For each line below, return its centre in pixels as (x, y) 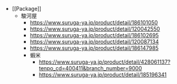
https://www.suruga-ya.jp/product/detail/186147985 (94, 48)
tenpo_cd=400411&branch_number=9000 (90, 68)
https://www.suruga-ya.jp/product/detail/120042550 (95, 29)
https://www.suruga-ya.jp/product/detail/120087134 (94, 42)
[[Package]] (27, 9)
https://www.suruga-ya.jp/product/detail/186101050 (94, 22)
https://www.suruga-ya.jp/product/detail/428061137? (105, 62)
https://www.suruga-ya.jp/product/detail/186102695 (94, 35)
